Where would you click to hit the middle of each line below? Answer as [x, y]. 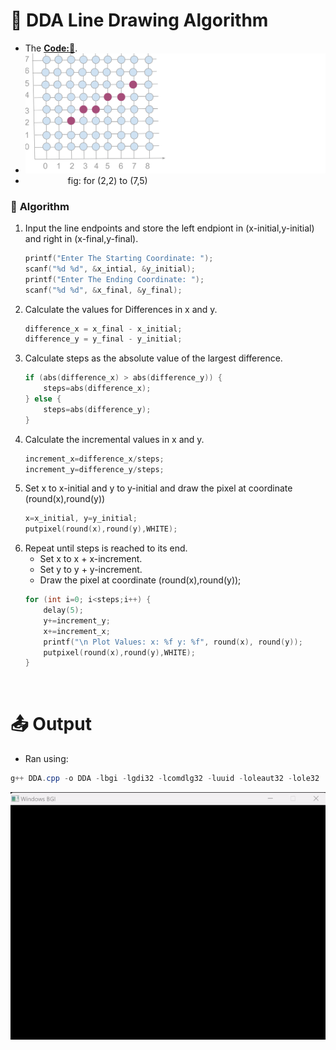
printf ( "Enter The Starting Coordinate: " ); [119, 259]
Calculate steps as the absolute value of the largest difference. [153, 358]
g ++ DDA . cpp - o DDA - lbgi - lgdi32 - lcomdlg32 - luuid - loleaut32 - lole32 [165, 779]
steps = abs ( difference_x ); [97, 389]
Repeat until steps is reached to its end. [106, 548]
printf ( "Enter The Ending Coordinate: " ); [114, 279]
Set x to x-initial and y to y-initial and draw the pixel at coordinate [158, 488]
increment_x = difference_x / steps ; [94, 459]
